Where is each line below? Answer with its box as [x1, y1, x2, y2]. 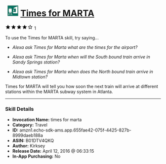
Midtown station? [12, 74, 48, 80]
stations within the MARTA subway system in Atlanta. [5, 89, 113, 95]
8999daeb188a [12, 132, 43, 138]
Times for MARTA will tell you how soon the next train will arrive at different [5, 83, 158, 89]
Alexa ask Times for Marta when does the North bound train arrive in [12, 68, 153, 74]
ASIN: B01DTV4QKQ [12, 138, 54, 144]
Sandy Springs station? [12, 59, 60, 65]
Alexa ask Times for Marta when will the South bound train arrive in [12, 54, 151, 60]
